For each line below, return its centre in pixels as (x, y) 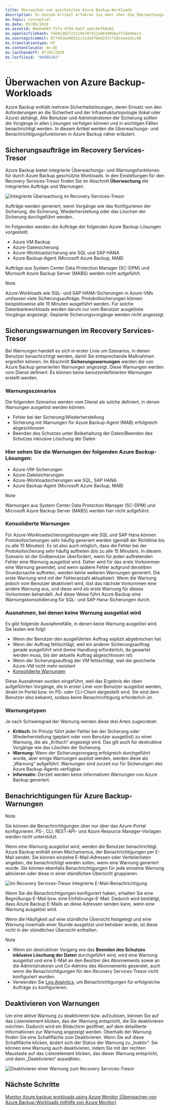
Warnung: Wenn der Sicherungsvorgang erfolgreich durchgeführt (81, 753)
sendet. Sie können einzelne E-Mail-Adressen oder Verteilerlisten (83, 857)
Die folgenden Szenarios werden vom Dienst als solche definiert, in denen (82, 402)
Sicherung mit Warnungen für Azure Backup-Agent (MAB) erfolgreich (85, 422)
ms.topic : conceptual (28, 19)
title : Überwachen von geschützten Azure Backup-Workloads (69, 10)
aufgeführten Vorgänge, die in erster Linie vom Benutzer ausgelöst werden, (84, 687)
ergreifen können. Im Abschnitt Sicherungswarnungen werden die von (79, 362)
